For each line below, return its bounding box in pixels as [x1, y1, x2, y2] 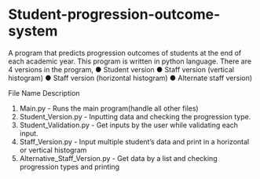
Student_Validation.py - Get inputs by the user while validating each [19, 120, 238, 130]
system [8, 22, 58, 40]
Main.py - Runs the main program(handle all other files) [19, 104, 199, 113]
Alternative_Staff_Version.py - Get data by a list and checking [19, 153, 218, 163]
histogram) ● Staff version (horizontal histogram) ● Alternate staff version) [8, 73, 253, 82]
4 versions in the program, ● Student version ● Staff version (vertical [8, 64, 234, 74]
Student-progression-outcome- [8, 5, 221, 24]
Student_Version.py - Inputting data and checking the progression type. [19, 111, 251, 121]
